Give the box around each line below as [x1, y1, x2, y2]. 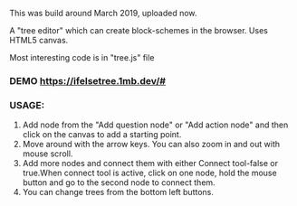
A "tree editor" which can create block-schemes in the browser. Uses [9, 25, 269, 35]
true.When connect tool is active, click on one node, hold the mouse [22, 167, 278, 179]
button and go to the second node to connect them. [22, 177, 216, 188]
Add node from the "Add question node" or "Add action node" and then [22, 119, 289, 130]
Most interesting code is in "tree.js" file [9, 52, 155, 62]
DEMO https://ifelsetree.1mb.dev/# [9, 74, 166, 87]
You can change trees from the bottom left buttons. [22, 187, 215, 198]
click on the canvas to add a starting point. [22, 129, 182, 140]
